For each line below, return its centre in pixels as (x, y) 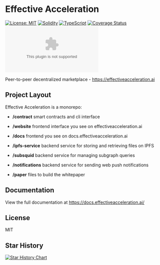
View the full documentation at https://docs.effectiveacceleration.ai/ (75, 202)
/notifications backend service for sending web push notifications (80, 165)
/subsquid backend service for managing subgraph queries (74, 155)
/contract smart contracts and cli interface (56, 117)
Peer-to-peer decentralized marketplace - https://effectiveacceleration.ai (80, 79)
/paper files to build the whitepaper (49, 174)
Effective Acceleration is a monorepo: (43, 107)
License (18, 218)
